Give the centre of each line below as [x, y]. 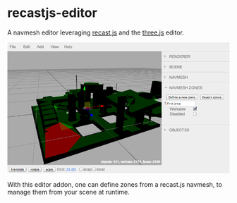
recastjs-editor [52, 13]
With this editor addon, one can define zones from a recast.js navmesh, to [115, 184]
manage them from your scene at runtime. [69, 192]
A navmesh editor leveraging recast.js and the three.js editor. [96, 32]
